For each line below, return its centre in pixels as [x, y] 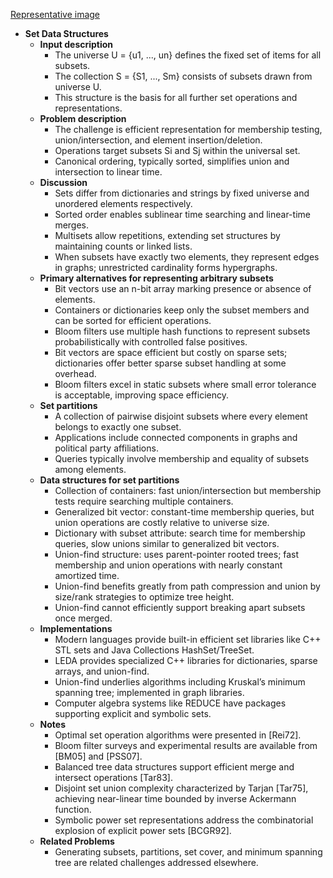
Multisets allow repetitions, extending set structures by [167, 235]
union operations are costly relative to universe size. [162, 522]
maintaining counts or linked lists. [123, 246]
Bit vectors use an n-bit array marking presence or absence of [183, 288]
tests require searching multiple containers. [144, 501]
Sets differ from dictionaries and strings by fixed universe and [182, 193]
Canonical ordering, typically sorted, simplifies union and [172, 161]
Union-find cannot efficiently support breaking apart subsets [180, 607]
